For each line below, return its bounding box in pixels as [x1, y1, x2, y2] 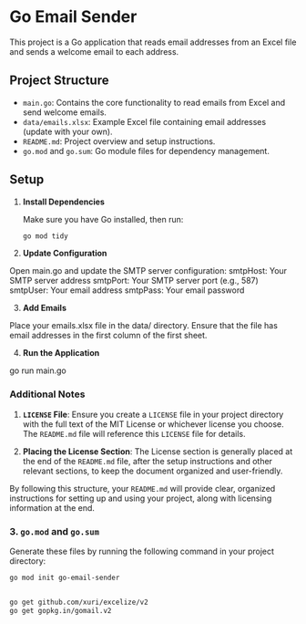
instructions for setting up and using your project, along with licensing [9, 493, 272, 504]
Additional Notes [9, 388, 86, 400]
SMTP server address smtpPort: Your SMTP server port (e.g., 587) [9, 276, 260, 286]
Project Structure [9, 73, 109, 88]
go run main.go [9, 365, 66, 376]
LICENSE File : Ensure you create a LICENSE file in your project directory [22, 409, 284, 420]
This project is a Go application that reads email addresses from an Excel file [9, 36, 297, 47]
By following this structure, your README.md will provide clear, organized [9, 483, 276, 494]
